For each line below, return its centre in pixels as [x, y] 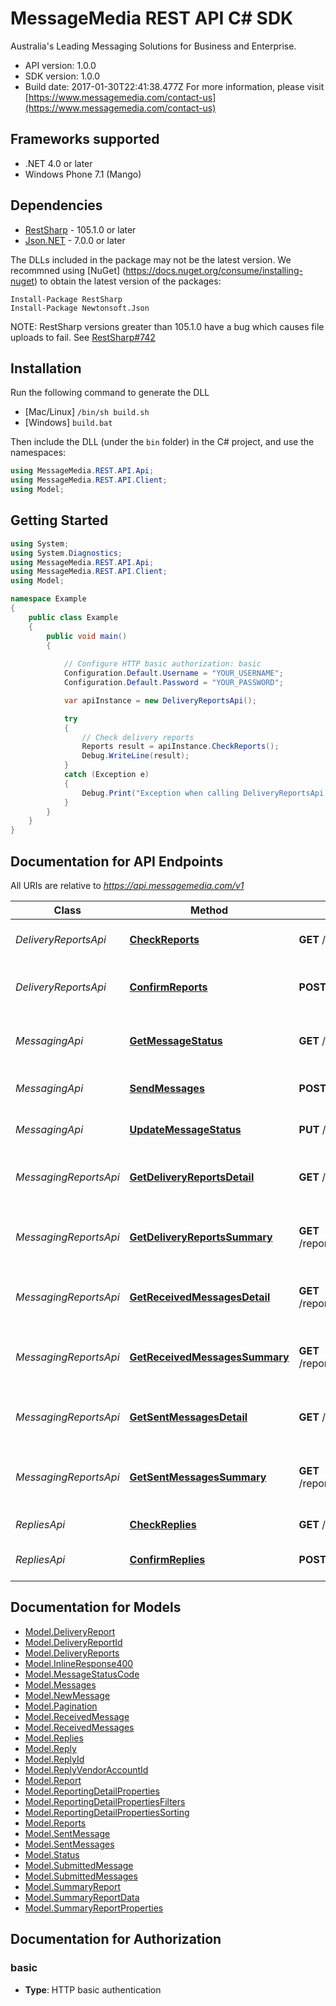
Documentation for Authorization [116, 1939]
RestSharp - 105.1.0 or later [80, 229]
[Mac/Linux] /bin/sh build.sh [87, 412]
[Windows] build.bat [68, 423]
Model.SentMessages [69, 1844]
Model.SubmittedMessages [81, 1876]
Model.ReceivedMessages [79, 1727]
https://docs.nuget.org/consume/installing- [214, 270]
